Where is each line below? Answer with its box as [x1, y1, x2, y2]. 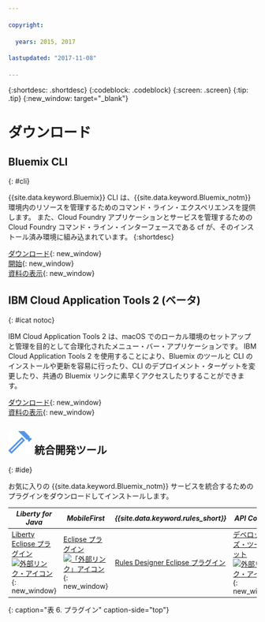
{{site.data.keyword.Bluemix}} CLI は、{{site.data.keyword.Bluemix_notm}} [8, 192, 251, 202]
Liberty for [16, 509, 53, 518]
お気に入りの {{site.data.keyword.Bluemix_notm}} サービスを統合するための [8, 481, 254, 490]
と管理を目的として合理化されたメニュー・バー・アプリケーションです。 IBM [8, 341, 257, 351]
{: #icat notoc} [8, 315, 55, 325]
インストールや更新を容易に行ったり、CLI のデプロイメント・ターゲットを [8, 361, 248, 371]
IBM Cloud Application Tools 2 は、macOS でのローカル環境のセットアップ [8, 331, 252, 341]
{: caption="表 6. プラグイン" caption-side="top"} [8, 605, 170, 614]
